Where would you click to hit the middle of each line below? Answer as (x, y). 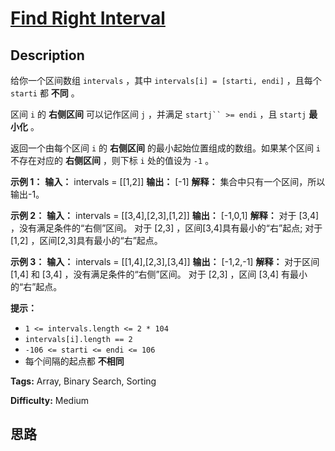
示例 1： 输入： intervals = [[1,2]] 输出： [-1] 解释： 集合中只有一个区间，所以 (168, 181)
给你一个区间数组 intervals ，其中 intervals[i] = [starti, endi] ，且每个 (166, 80)
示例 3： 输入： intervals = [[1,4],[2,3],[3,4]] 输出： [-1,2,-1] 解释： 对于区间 (165, 261)
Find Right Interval (88, 18)
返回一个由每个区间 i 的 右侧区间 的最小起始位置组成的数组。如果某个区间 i (166, 148)
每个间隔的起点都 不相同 (74, 361)
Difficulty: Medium (50, 400)
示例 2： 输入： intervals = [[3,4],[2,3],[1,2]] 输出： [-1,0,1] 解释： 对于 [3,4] (165, 215)
